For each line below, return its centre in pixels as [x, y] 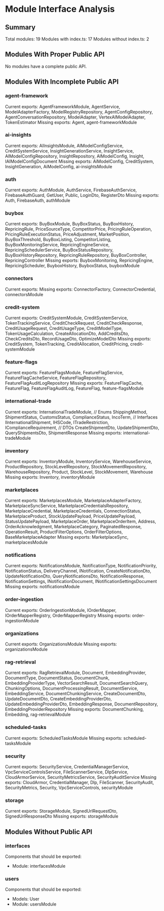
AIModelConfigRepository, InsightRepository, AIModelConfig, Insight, [75, 156]
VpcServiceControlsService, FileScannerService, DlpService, [67, 772]
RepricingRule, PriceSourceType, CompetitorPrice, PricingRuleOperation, [79, 229]
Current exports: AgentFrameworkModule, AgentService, [63, 106]
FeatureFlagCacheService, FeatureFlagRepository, [56, 378]
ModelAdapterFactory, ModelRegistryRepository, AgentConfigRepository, [79, 112]
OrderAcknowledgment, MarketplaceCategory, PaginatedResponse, [73, 527]
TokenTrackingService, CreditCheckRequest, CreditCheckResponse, [74, 323]
